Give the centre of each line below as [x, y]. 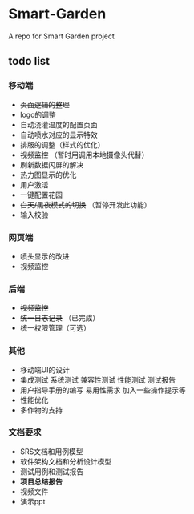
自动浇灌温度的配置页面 [59, 124]
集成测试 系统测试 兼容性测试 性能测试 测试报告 [98, 379]
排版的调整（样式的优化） [62, 144]
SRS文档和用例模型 [51, 451]
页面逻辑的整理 [44, 104]
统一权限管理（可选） [55, 328]
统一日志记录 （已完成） [60, 318]
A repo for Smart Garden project [61, 36]
